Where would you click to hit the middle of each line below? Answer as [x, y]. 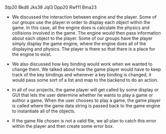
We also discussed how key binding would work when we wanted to [82, 64]
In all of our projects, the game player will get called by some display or [85, 90]
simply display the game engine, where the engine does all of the [79, 44]
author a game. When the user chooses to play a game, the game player [86, 100]
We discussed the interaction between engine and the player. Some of [84, 17]
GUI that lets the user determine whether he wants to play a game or [82, 95]
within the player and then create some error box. [63, 126]
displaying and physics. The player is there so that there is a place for [83, 49]
